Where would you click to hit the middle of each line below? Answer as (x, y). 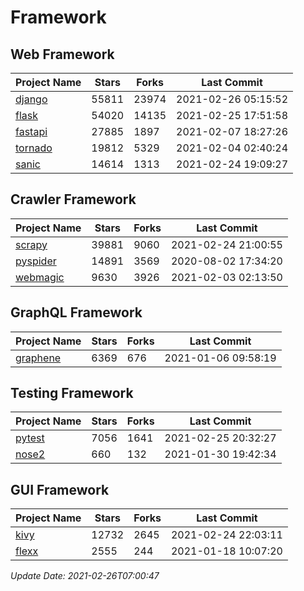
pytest (30, 438)
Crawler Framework (73, 199)
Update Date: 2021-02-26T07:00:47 (85, 576)
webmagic (40, 277)
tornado (34, 148)
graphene (38, 358)
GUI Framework (60, 489)
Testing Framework (72, 393)
